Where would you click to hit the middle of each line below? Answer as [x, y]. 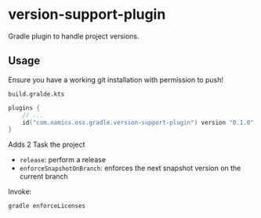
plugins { [24, 107]
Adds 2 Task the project [47, 145]
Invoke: [20, 192]
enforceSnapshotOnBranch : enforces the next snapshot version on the [130, 168]
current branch [43, 176]
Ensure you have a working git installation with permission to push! [116, 79]
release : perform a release [63, 160]
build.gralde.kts [36, 94]
